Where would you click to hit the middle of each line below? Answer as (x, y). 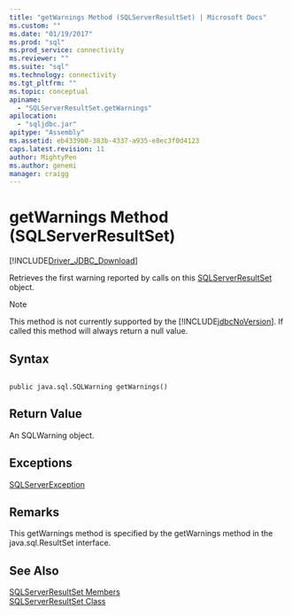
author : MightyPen (43, 157)
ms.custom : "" (35, 26)
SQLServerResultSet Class (58, 602)
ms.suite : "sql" (39, 67)
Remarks (35, 513)
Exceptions (41, 463)
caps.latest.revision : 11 (57, 149)
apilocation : (33, 116)
